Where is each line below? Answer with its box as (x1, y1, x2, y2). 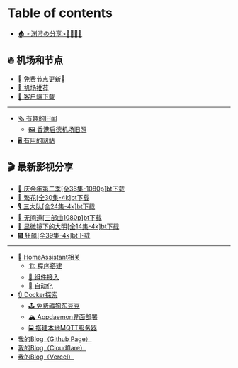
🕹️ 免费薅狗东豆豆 (28, 301, 80, 310)
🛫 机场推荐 (17, 83, 49, 91)
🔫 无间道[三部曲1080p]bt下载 (17, 213, 102, 221)
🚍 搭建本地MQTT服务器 (28, 323, 98, 332)
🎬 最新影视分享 (7, 161, 74, 173)
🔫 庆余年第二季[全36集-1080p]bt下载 (17, 184, 125, 193)
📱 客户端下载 (17, 92, 55, 101)
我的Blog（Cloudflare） (17, 343, 86, 352)
